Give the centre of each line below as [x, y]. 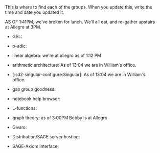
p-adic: [19, 46]
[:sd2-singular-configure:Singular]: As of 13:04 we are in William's [79, 75]
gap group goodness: [34, 89]
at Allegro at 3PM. [23, 27]
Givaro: [19, 127]
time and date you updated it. [35, 12]
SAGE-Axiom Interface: [35, 146]
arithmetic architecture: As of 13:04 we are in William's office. [74, 65]
